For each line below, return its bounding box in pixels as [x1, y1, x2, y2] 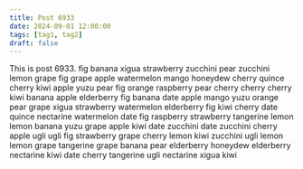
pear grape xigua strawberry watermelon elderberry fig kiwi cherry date [9, 101, 279, 113]
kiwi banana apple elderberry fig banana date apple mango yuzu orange [9, 92, 279, 103]
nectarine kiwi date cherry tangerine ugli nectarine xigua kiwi [9, 150, 238, 161]
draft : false [9, 38, 59, 48]
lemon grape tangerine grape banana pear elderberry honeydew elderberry [9, 140, 291, 151]
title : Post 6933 [9, 13, 75, 23]
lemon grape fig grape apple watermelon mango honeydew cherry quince [9, 73, 285, 84]
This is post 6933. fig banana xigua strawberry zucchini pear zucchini [9, 63, 270, 74]
